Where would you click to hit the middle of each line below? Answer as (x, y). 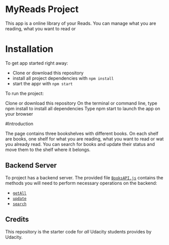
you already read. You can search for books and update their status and (80, 144)
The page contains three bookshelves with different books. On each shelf (82, 133)
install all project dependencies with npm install (63, 78)
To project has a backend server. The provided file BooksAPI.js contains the (84, 177)
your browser (19, 114)
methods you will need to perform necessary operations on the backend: (81, 183)
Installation (29, 49)
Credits (17, 219)
